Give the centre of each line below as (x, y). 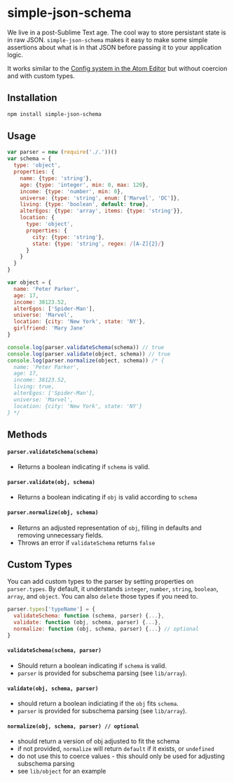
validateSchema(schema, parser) (54, 651)
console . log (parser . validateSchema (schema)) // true (86, 347)
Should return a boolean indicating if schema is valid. (92, 665)
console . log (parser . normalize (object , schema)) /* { (86, 360)
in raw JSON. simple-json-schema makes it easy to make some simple (108, 39)
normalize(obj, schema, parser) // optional (73, 726)
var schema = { (29, 159)
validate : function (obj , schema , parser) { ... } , (87, 623)
